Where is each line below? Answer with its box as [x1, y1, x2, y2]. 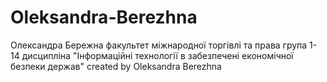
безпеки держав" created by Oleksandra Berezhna [10, 60, 222, 72]
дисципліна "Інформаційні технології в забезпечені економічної [21, 49, 294, 61]
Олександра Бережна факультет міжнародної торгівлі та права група [10, 39, 308, 51]
